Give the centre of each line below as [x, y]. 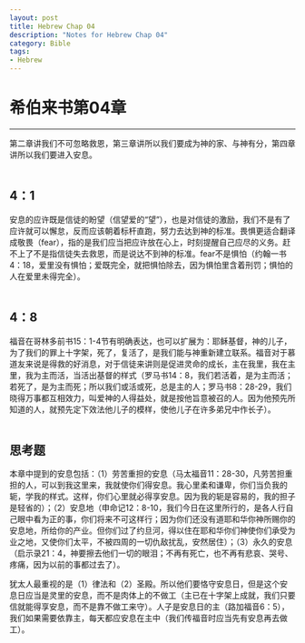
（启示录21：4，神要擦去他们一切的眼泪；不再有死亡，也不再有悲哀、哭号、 [151, 553]
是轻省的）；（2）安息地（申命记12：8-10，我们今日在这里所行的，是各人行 [148, 508]
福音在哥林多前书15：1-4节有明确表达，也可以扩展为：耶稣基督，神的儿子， [151, 341]
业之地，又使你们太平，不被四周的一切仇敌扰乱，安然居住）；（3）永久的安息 [151, 542]
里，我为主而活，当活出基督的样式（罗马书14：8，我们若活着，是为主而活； [151, 375]
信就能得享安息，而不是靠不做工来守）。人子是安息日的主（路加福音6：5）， [149, 607]
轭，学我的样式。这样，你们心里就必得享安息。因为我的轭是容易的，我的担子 [152, 497]
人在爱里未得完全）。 [47, 276]
